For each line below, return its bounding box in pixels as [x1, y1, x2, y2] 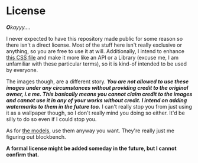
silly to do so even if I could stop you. [6, 115, 97, 122]
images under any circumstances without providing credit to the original [6, 84, 189, 91]
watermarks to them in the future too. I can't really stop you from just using [6, 103, 192, 110]
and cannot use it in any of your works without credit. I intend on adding [6, 96, 187, 104]
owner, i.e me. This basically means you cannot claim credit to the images [6, 90, 193, 97]
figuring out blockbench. [6, 133, 66, 140]
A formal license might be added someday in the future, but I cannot [6, 145, 177, 152]
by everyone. [6, 66, 38, 73]
